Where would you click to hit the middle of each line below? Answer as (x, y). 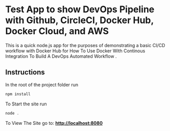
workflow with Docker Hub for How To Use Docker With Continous (75, 51)
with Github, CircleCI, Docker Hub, (80, 20)
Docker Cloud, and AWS (57, 31)
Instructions (25, 72)
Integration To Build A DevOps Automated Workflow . (61, 56)
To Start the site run (26, 104)
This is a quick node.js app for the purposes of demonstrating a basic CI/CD (85, 45)
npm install (18, 94)
